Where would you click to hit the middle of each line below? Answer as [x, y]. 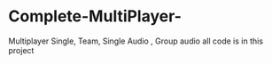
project [21, 50]
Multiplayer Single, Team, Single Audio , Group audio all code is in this [136, 41]
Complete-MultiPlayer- [95, 16]
